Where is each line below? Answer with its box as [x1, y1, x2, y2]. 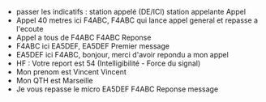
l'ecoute [15, 24, 44, 33]
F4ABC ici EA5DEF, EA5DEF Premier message [15, 41, 170, 51]
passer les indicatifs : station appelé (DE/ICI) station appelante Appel [15, 7, 246, 16]
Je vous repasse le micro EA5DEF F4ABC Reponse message [15, 84, 219, 94]
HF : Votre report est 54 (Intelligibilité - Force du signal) [15, 58, 201, 68]
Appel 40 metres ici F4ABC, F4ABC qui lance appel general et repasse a [15, 15, 258, 25]
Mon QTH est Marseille [15, 76, 93, 85]
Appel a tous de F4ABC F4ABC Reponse [15, 32, 152, 42]
